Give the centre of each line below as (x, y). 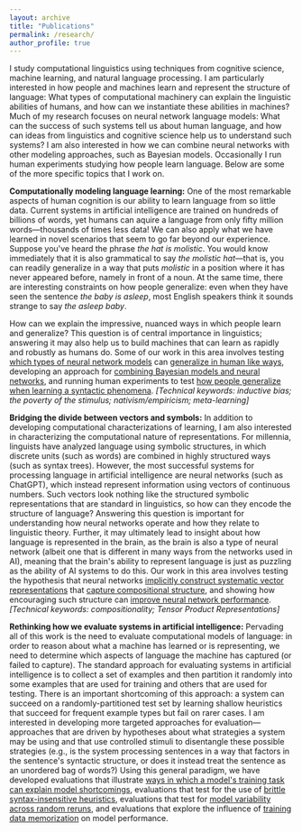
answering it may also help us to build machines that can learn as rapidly (144, 343)
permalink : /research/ (52, 34)
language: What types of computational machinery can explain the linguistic (150, 97)
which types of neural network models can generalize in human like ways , (146, 362)
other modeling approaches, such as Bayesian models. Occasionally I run (146, 155)
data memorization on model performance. (89, 818)
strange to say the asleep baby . (68, 306)
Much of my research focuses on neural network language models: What (145, 116)
